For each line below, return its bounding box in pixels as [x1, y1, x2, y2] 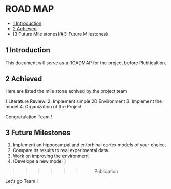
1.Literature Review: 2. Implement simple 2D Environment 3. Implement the [5, 98, 162, 104]
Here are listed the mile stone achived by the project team [5, 88, 127, 94]
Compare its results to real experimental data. [12, 147, 109, 154]
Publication [94, 168, 118, 175]
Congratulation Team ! [5, 114, 52, 120]
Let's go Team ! [5, 178, 38, 184]
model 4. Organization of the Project [5, 103, 82, 109]
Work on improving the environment [12, 153, 89, 159]
